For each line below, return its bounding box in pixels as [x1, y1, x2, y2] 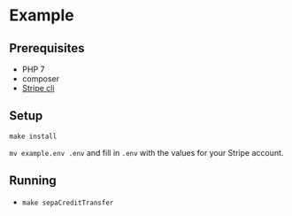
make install [9, 132, 58, 141]
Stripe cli [21, 83, 55, 93]
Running [9, 174, 58, 189]
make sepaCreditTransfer [21, 198, 114, 207]
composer [21, 73, 60, 84]
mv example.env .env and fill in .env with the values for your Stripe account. [9, 147, 284, 158]
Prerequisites [9, 41, 85, 56]
